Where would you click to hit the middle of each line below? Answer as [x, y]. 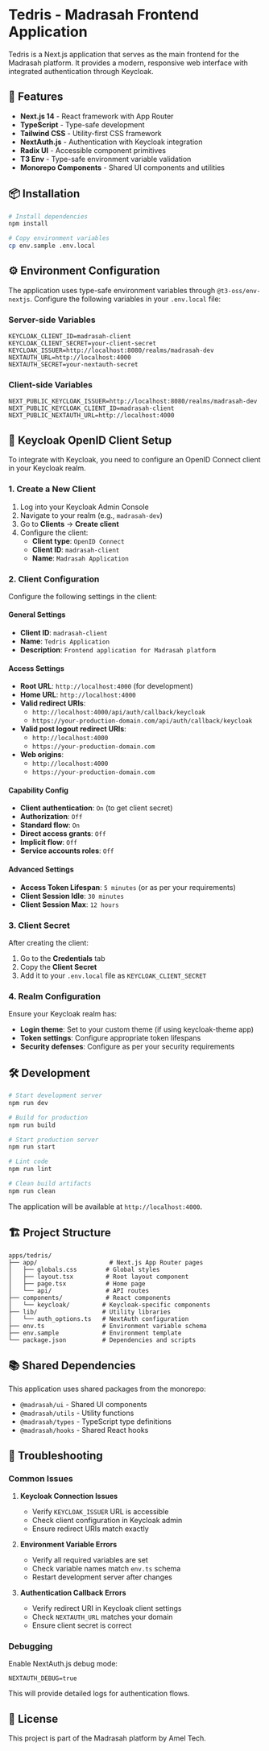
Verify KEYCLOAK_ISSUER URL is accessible [100, 1512]
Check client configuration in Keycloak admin [107, 1521]
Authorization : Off [51, 817]
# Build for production [48, 1117]
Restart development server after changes [102, 1577]
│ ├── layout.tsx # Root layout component [99, 1277]
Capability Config [38, 790]
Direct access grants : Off [63, 834]
